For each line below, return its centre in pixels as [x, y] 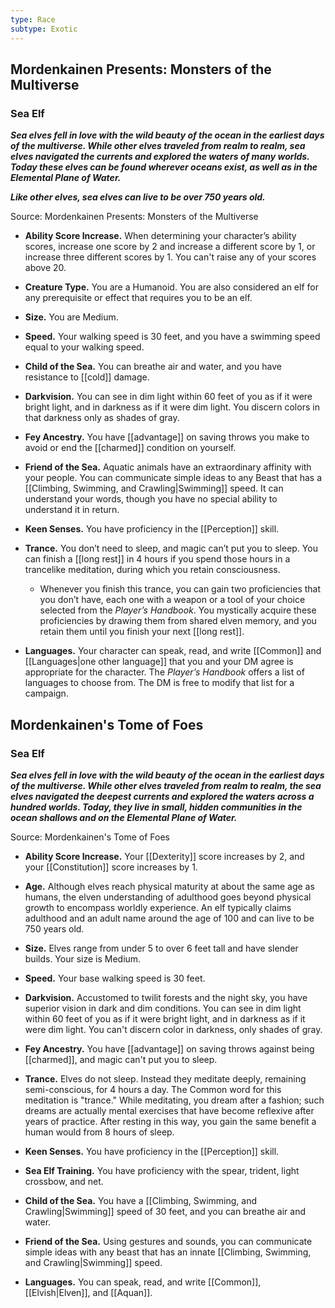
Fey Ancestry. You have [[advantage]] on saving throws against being [169, 1048]
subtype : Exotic [44, 29]
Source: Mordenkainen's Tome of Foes [90, 837]
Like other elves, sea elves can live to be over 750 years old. [138, 197]
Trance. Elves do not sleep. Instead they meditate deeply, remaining [165, 1078]
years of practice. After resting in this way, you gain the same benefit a [170, 1121]
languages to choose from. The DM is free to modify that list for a [159, 683]
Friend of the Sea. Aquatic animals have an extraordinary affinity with [168, 467]
